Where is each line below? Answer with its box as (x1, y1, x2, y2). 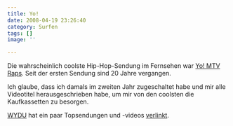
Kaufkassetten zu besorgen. (7, 97, 89, 106)
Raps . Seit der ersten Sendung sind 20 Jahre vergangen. (7, 69, 172, 78)
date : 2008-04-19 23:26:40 (7, 17, 86, 24)
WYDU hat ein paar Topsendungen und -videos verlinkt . (7, 111, 170, 120)
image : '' (7, 36, 36, 43)
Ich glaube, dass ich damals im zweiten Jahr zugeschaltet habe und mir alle (7, 83, 226, 91)
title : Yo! (7, 10, 39, 17)
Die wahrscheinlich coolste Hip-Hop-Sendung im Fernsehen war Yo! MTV (7, 62, 220, 70)
